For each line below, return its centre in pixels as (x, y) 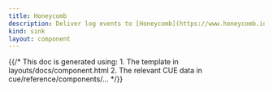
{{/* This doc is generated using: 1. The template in (93, 62)
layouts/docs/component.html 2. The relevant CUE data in (106, 71)
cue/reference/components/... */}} (66, 79)
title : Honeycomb (38, 16)
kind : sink (27, 31)
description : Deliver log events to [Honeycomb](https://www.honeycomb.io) (139, 24)
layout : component (39, 39)
